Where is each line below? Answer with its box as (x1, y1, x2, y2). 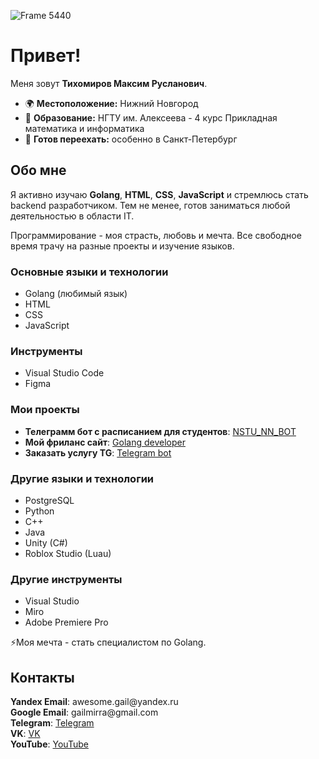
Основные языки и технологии (10, 265, 169, 279)
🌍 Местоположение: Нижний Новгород (24, 97, 199, 109)
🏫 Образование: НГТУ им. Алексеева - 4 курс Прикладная (24, 111, 278, 124)
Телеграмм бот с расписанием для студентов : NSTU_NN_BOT (24, 425, 297, 437)
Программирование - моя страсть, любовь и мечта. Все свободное (10, 229, 302, 241)
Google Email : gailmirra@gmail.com (10, 706, 159, 719)
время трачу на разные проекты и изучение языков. (10, 240, 235, 252)
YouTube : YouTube (10, 738, 89, 750)
